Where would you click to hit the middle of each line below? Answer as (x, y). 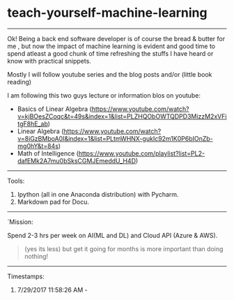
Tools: (16, 181)
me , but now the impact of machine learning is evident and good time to (111, 46)
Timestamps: (26, 276)
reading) (19, 82)
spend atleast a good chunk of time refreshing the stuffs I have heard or (110, 53)
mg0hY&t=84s (38, 146)
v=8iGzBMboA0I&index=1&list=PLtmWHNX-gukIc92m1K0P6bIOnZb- (115, 138)
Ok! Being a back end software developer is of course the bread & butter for (116, 38)
